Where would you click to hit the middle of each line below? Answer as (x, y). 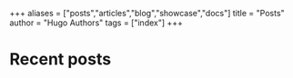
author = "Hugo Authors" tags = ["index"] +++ (96, 23)
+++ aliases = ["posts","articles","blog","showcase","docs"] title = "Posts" (147, 13)
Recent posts (61, 59)
